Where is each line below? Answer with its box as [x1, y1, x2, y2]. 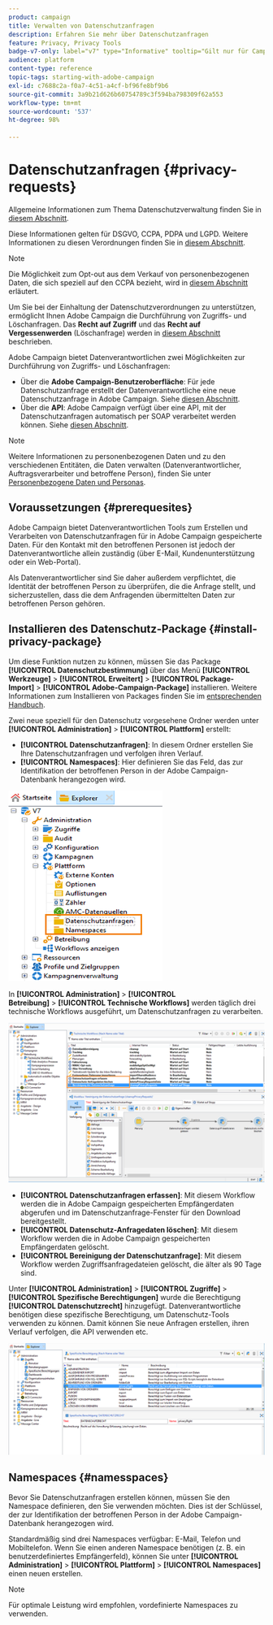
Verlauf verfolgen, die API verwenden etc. [8, 1327, 149, 1337]
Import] [8, 682, 35, 692]
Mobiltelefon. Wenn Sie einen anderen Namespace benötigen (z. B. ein [8, 1542, 245, 1552]
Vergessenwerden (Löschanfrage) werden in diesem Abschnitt [8, 327, 221, 337]
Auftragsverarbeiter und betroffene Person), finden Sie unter [8, 468, 211, 479]
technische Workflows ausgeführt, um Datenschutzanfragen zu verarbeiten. [8, 1006, 263, 1016]
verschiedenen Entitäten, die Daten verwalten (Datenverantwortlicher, [8, 460, 242, 470]
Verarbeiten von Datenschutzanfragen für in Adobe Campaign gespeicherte [8, 531, 262, 540]
